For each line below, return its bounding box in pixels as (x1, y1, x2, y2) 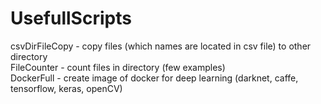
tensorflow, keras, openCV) (10, 82, 123, 94)
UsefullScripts (10, 7, 132, 30)
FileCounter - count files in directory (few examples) (10, 61, 226, 73)
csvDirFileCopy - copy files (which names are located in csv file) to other (10, 40, 312, 52)
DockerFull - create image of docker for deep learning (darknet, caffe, (10, 72, 299, 84)
